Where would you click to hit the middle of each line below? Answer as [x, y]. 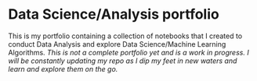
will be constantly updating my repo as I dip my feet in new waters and [123, 61]
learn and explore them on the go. [63, 69]
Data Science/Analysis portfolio [114, 14]
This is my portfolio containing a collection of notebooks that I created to [125, 36]
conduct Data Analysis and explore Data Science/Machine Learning [117, 44]
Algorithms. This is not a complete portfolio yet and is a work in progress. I [128, 52]
